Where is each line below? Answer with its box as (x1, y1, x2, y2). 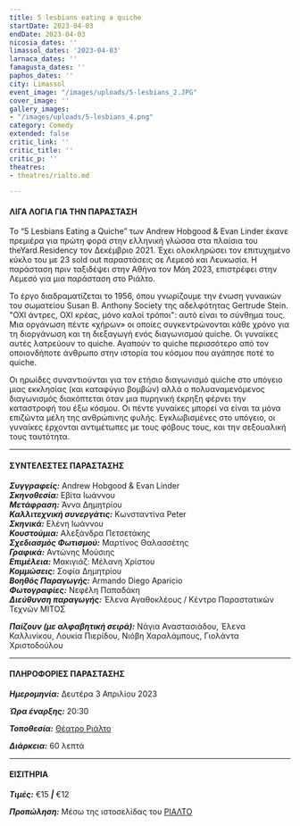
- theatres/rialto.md (9, 171, 90, 179)
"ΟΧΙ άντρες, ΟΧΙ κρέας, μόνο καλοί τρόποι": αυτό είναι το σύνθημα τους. (9, 310, 286, 321)
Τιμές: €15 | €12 (9, 789, 70, 800)
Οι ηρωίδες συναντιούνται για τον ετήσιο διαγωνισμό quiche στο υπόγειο (9, 374, 283, 385)
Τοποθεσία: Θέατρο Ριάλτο (9, 722, 112, 733)
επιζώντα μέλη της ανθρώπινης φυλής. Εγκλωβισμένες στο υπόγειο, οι (9, 413, 276, 423)
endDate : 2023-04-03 (9, 29, 87, 38)
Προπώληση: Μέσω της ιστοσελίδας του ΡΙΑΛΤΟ (9, 806, 193, 817)
